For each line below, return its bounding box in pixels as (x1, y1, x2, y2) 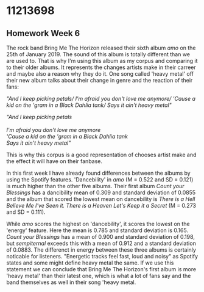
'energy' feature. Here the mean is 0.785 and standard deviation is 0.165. (6, 227, 189, 234)
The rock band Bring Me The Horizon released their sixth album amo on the (6, 44, 196, 51)
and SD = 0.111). (6, 208, 46, 216)
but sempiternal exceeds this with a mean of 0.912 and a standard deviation (6, 239, 196, 247)
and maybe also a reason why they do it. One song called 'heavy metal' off (6, 70, 194, 77)
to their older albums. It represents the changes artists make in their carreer (6, 64, 196, 71)
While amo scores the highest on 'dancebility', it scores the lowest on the (6, 221, 190, 227)
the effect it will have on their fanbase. (6, 158, 102, 165)
